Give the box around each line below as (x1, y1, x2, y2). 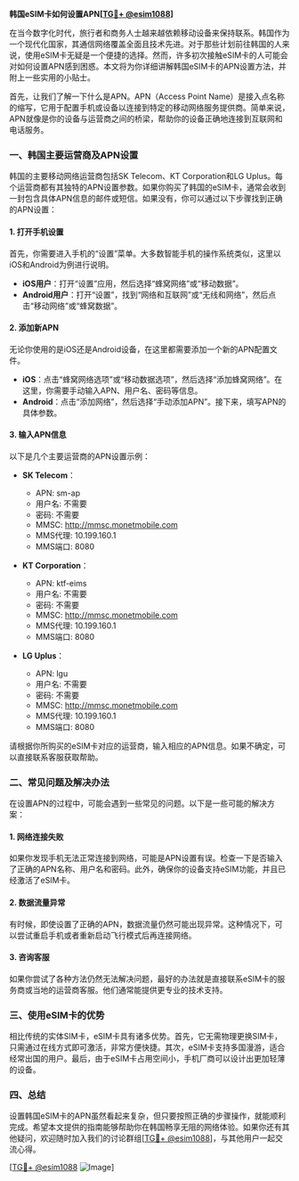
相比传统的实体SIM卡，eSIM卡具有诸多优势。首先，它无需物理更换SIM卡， (9, 1031, 283, 1042)
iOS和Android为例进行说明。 (9, 258, 114, 270)
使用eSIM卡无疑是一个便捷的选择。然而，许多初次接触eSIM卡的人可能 (24, 50, 281, 61)
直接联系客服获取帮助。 (16, 751, 103, 762)
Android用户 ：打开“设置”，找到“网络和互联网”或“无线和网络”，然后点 (21, 289, 277, 299)
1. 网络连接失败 (9, 831, 64, 841)
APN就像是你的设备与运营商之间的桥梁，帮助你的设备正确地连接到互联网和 (9, 113, 283, 124)
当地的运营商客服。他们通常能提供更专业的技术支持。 (32, 984, 228, 995)
